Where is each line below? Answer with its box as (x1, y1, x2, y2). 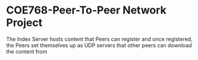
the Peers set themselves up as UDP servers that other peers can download (6, 42, 192, 49)
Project (6, 16, 43, 29)
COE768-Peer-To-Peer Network (6, 4, 166, 17)
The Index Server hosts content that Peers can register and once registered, (6, 35, 193, 42)
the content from (6, 48, 48, 55)
